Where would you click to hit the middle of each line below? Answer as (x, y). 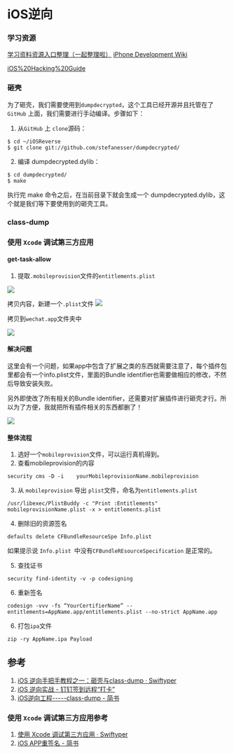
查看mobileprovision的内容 (56, 463)
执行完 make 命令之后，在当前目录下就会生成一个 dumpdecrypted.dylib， (113, 195)
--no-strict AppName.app (181, 612)
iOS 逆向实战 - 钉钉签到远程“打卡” (66, 690)
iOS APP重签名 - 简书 (48, 743)
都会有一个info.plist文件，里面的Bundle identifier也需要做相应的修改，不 (117, 375)
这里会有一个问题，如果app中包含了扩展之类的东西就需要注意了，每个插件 (114, 366)
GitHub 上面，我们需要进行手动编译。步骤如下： (76, 113)
